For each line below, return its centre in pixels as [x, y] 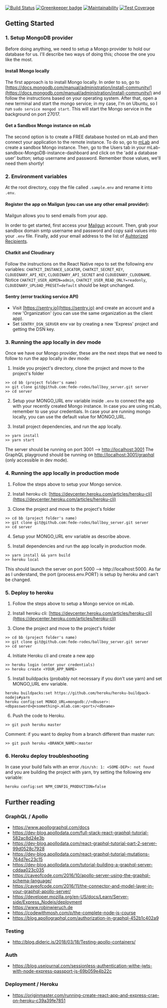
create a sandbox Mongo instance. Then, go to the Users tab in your [75, 148]
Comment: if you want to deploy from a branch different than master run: [80, 734]
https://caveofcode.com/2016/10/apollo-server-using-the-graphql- [81, 875]
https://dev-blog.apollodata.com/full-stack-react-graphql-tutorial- [80, 832]
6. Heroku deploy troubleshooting [47, 756]
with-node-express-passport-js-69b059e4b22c [62, 971]
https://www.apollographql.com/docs [51, 827]
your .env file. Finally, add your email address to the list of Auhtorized [77, 236]
